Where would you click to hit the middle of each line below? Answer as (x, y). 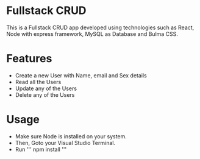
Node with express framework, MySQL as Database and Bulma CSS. (92, 34)
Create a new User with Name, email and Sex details (81, 75)
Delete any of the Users (45, 94)
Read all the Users (38, 82)
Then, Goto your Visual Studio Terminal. (65, 143)
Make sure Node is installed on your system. (71, 136)
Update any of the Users (46, 88)
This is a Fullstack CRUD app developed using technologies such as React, (100, 27)
